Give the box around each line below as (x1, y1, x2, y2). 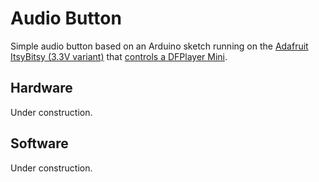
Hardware (10, 80, 73, 97)
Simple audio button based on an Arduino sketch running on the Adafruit (10, 40, 309, 52)
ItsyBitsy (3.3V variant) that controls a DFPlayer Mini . (10, 50, 228, 62)
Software (10, 135, 69, 152)
